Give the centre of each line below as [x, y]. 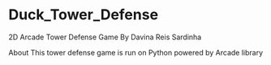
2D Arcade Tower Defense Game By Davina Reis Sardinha [105, 37]
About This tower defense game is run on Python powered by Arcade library [136, 52]
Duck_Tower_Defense [84, 15]
